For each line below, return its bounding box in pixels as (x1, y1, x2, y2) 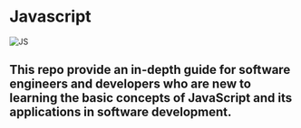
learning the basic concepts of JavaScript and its (9, 90, 293, 105)
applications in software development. (9, 105, 232, 120)
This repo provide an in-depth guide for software (9, 62, 291, 78)
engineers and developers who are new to (9, 77, 252, 92)
